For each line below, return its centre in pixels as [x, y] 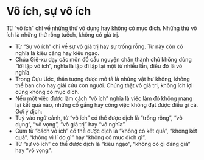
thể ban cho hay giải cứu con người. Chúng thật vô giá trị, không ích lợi [104, 85]
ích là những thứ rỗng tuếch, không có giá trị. [63, 34]
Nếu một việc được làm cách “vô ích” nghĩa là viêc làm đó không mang [104, 98]
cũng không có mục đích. [47, 92]
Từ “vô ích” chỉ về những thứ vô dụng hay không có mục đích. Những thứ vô [102, 28]
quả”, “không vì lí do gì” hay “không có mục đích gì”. [80, 137]
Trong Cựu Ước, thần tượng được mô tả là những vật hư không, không [102, 79]
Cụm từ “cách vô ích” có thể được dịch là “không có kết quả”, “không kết [106, 131]
